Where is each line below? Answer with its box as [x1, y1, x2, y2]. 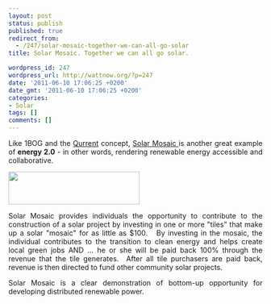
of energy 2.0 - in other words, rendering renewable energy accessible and [8, 147, 264, 156]
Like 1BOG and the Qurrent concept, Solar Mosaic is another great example [8, 139, 264, 148]
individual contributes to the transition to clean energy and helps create [8, 237, 263, 246]
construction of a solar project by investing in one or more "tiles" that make [8, 219, 263, 229]
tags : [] [8, 109, 38, 117]
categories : [8, 94, 48, 102]
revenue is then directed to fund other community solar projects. [8, 263, 223, 272]
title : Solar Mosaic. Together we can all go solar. [8, 49, 190, 57]
